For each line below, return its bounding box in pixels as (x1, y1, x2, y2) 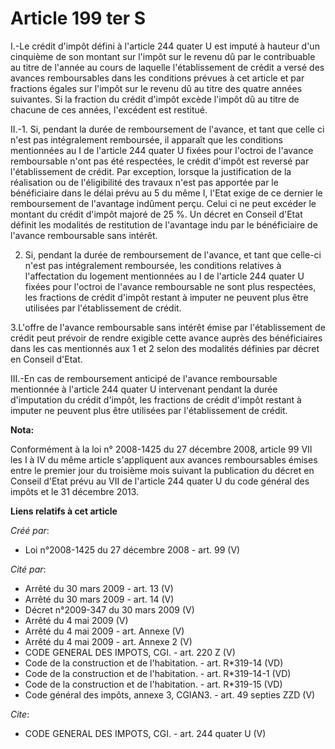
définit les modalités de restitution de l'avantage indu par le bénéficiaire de (10, 218, 318, 231)
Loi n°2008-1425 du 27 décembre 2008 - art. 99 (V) (24, 543, 241, 556)
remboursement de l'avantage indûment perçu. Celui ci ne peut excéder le (10, 197, 317, 209)
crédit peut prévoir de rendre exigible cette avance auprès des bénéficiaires (10, 332, 323, 344)
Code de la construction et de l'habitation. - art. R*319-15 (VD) (24, 678, 283, 690)
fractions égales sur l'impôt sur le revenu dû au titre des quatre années (10, 82, 303, 94)
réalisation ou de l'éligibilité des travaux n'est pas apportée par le (10, 176, 279, 188)
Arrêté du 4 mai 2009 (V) (24, 614, 129, 626)
